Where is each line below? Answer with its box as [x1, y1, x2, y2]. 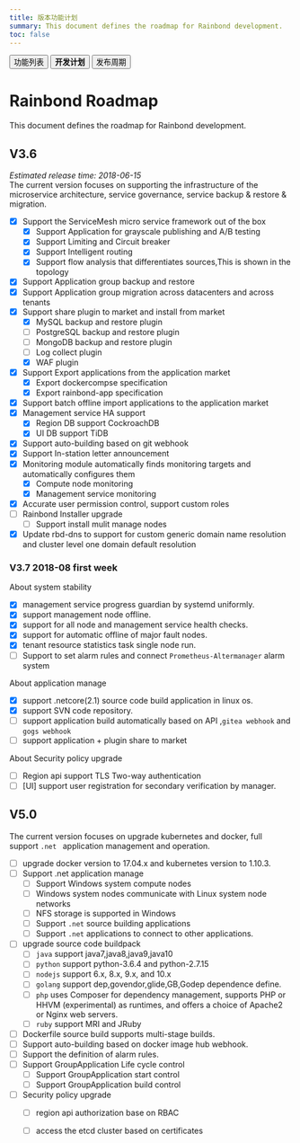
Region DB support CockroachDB [35, 418, 160, 429]
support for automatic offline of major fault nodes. [22, 630, 208, 641]
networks [35, 899, 71, 909]
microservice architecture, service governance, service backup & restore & [9, 190, 287, 200]
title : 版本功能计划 [9, 13, 78, 22]
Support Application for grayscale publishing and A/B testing [35, 226, 260, 237]
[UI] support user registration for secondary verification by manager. [22, 780, 277, 791]
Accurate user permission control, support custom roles [22, 498, 230, 509]
